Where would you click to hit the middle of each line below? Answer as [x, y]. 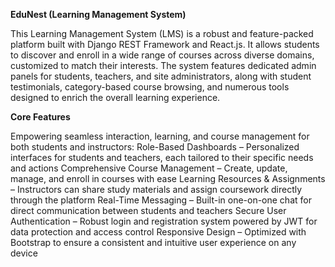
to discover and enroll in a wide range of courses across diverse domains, [162, 55]
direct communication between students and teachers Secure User [148, 210]
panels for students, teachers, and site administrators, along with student [161, 76]
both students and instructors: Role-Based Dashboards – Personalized [155, 147]
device [24, 253]
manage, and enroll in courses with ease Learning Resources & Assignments [168, 178]
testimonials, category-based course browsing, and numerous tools [150, 87]
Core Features [40, 117]
